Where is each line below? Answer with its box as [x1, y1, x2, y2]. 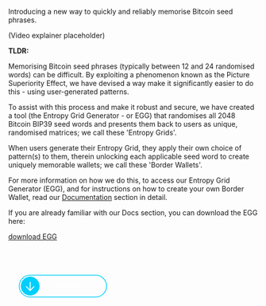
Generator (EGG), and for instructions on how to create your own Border [8, 184, 245, 194]
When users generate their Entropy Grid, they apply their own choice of [8, 143, 242, 152]
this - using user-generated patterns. [8, 87, 129, 96]
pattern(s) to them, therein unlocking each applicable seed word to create [8, 151, 250, 161]
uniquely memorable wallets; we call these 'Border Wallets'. [8, 160, 202, 170]
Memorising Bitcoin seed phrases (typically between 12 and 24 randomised [8, 61, 255, 71]
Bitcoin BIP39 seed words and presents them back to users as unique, [8, 120, 238, 128]
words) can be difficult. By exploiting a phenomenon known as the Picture [8, 70, 250, 79]
